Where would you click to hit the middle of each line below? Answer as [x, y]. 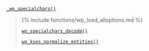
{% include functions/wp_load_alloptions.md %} [82, 20]
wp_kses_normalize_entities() [60, 42]
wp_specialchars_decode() [54, 31]
